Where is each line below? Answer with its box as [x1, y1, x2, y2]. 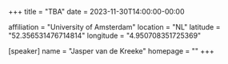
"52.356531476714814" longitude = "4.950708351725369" [8, 31, 202, 40]
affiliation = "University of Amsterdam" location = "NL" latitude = [8, 22, 221, 31]
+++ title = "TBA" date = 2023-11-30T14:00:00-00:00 [8, 7, 185, 16]
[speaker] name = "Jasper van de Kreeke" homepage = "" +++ [8, 46, 214, 55]
